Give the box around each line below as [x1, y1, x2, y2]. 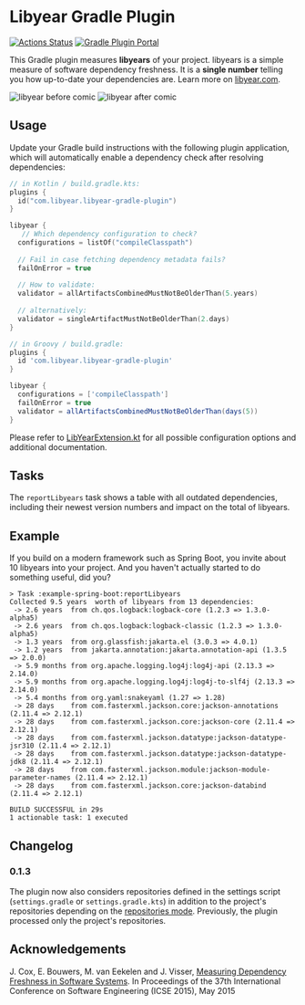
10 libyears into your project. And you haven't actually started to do [9, 562, 261, 573]
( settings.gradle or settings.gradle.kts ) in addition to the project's [9, 895, 267, 906]
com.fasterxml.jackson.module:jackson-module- [90, 765, 271, 775]
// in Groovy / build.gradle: [9, 340, 125, 349]
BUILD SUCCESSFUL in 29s [9, 805, 104, 814]
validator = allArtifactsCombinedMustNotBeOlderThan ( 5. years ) [17, 289, 259, 298]
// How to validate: [17, 280, 96, 289]
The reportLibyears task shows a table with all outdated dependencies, [9, 492, 278, 503]
